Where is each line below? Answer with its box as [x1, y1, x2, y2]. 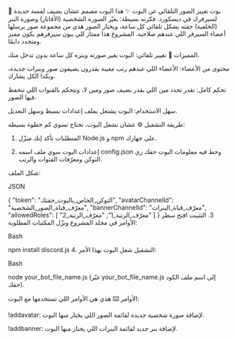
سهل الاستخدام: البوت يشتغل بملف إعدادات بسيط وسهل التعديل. [8, 106, 178, 115]
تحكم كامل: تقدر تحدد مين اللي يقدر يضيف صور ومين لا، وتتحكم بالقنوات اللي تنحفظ [8, 85, 226, 94]
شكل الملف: [8, 169, 41, 177]
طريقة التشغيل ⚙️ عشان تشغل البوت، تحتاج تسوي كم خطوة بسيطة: [8, 120, 185, 128]
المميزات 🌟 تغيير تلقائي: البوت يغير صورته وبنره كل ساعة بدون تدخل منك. [8, 51, 200, 59]
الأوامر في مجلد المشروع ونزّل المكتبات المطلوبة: [8, 218, 138, 227]
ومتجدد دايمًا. [8, 37, 42, 45]
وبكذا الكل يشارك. [8, 72, 56, 80]
